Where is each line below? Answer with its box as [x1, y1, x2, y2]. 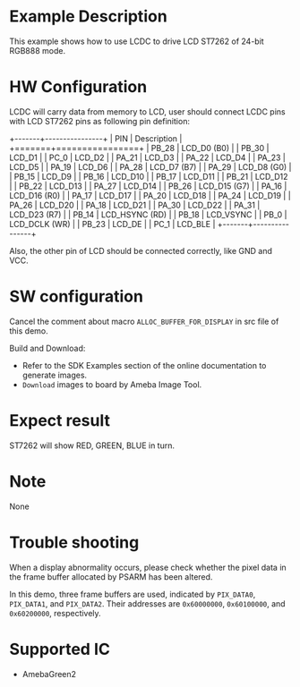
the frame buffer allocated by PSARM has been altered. [9, 571, 213, 582]
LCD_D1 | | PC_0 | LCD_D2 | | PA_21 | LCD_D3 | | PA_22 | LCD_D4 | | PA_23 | [9, 152, 287, 163]
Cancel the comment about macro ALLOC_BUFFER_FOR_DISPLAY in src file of [9, 316, 279, 327]
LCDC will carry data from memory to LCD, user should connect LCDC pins [9, 106, 286, 117]
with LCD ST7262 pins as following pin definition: [9, 115, 191, 126]
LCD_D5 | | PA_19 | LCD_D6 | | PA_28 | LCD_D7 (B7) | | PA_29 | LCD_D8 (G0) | [9, 161, 292, 172]
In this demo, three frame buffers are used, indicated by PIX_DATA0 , [9, 589, 256, 599]
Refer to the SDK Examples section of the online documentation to [21, 360, 267, 370]
